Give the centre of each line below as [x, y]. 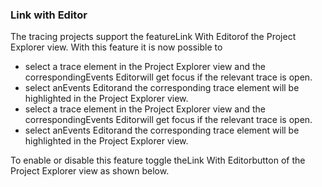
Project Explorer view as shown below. [90, 171]
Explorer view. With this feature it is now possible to [116, 47]
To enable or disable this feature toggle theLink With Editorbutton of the [158, 160]
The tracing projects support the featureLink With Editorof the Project [153, 37]
